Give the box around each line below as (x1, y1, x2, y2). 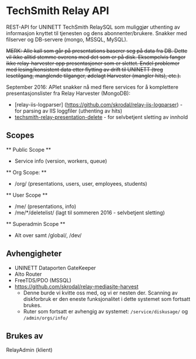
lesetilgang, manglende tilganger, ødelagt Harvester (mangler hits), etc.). (6, 72, 181, 79)
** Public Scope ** (6, 146, 51, 153)
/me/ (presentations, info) (14, 203, 77, 210)
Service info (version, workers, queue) (14, 157, 107, 165)
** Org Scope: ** (6, 169, 47, 176)
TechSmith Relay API (6, 4, 109, 18)
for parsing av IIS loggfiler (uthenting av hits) (14, 107, 123, 114)
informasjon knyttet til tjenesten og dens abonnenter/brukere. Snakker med (6, 29, 187, 36)
